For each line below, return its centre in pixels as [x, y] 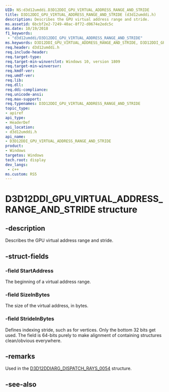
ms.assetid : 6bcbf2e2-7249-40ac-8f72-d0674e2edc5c [59, 24]
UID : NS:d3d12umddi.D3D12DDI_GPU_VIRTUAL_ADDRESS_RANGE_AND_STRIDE [77, 10]
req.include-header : [27, 52]
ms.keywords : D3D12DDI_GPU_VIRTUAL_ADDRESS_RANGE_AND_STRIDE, [72, 43]
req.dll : [14, 85]
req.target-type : [23, 57]
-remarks [20, 356]
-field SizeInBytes [28, 295]
